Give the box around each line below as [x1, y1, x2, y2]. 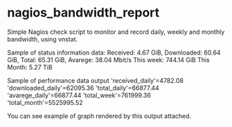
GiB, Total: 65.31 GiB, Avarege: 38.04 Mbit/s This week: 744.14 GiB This [7, 55, 210, 63]
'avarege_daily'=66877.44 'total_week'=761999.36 [7, 91, 151, 99]
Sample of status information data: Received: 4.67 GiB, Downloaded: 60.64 [7, 48, 221, 57]
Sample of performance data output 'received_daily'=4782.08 [7, 76, 184, 84]
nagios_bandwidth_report [7, 5, 160, 21]
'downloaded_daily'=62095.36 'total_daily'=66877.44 [7, 84, 159, 92]
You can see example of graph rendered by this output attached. [7, 112, 192, 120]
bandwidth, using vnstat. [7, 35, 78, 43]
